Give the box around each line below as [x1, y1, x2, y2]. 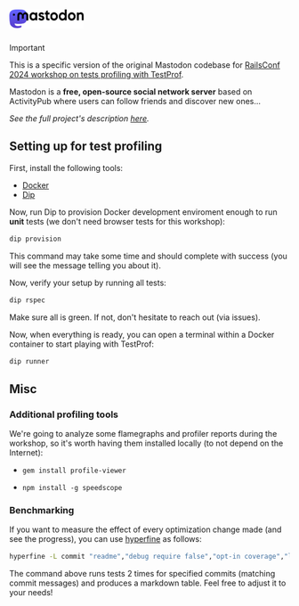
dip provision [9, 234, 62, 243]
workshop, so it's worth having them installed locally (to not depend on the [9, 438, 284, 449]
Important [9, 42, 45, 53]
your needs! [9, 587, 53, 598]
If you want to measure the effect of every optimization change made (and [9, 524, 282, 535]
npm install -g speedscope [21, 484, 123, 493]
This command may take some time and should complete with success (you [9, 250, 287, 261]
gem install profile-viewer [21, 466, 126, 476]
